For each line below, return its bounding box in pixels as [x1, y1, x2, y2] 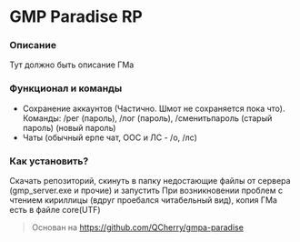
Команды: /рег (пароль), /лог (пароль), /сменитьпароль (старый [22, 112, 273, 124]
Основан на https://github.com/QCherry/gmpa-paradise [31, 222, 244, 233]
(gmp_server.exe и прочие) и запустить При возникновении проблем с [9, 185, 284, 197]
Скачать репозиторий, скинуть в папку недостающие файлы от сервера [9, 176, 291, 187]
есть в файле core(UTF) [9, 205, 102, 216]
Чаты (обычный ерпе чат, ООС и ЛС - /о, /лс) [22, 132, 198, 143]
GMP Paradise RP [9, 6, 143, 27]
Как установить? [9, 155, 89, 167]
